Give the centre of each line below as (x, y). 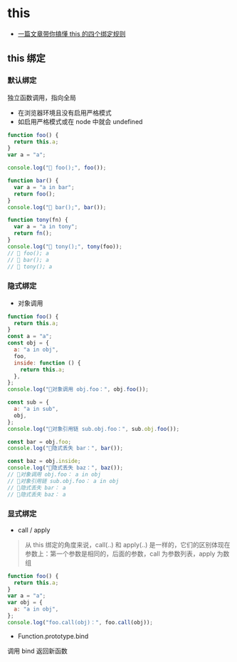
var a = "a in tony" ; (46, 227)
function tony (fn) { (38, 220)
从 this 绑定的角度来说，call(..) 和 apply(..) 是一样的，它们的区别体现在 (127, 544)
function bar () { (33, 180)
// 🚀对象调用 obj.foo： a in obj (54, 475)
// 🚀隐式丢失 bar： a (37, 488)
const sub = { (28, 402)
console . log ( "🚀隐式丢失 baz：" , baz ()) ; (65, 468)
